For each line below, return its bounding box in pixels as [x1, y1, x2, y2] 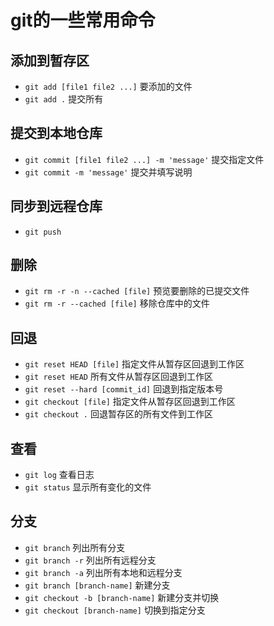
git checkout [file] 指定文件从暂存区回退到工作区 [24, 396, 236, 408]
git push [24, 227, 62, 237]
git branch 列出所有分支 [24, 541, 126, 553]
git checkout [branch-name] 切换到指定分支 [24, 604, 206, 616]
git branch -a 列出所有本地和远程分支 [24, 566, 183, 578]
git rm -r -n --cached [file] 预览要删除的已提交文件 [24, 285, 250, 297]
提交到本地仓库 [10, 125, 103, 142]
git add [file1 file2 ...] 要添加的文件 [24, 81, 193, 92]
